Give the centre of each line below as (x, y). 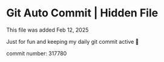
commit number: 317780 (37, 53)
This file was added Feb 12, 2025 (48, 30)
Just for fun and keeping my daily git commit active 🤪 (73, 41)
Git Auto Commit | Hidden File (82, 13)
